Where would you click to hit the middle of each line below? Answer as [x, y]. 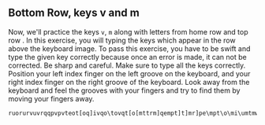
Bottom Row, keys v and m [74, 13]
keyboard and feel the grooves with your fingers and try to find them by [124, 90]
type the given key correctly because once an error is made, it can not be [127, 57]
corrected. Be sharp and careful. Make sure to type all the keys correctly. [127, 65]
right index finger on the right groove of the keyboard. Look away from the [129, 82]
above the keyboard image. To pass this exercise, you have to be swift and [129, 48]
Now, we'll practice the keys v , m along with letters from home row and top [128, 31]
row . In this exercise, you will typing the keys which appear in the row [122, 40]
